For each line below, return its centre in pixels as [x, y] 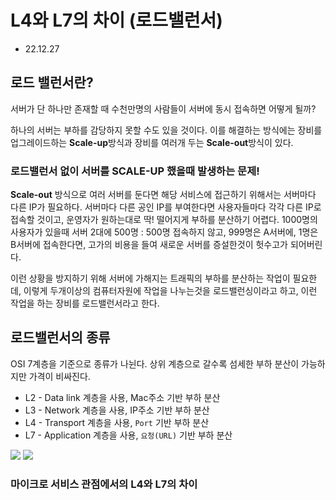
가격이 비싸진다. [59, 376]
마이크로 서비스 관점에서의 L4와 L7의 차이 [104, 484]
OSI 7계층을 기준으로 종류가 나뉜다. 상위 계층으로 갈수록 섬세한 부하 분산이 [155, 363]
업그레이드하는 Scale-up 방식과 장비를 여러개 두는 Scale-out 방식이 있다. [152, 142]
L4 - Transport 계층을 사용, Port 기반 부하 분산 [117, 422]
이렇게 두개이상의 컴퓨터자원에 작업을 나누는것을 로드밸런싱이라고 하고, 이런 [170, 291]
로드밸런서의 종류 [60, 337]
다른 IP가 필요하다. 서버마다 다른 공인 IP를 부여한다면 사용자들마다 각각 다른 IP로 [166, 207]
